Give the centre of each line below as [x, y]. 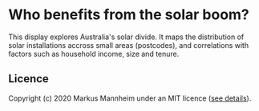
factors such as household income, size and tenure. [94, 54]
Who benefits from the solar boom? [129, 15]
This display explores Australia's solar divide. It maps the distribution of [126, 37]
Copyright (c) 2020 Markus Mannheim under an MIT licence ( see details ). [130, 98]
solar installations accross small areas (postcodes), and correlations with [129, 45]
